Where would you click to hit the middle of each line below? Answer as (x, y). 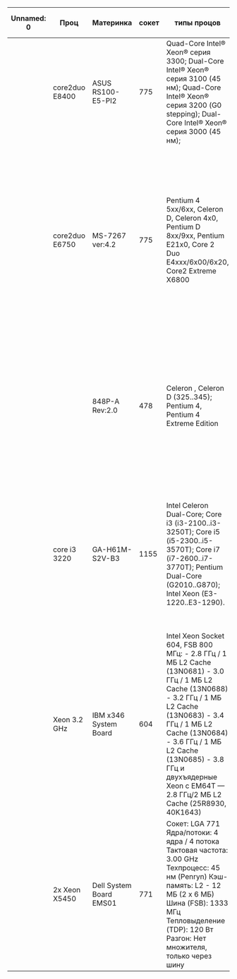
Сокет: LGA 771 (193, 823)
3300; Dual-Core (195, 61)
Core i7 (208, 549)
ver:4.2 (104, 244)
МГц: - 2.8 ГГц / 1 (196, 653)
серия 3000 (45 (194, 132)
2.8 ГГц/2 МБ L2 (194, 795)
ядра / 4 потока (193, 841)
